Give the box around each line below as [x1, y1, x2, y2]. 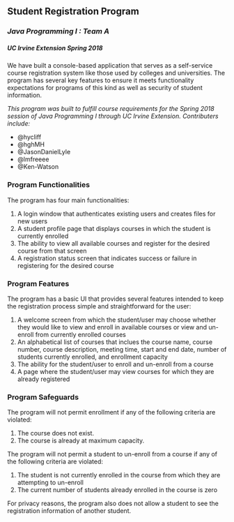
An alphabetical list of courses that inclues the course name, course [17, 338, 213, 346]
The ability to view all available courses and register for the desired [17, 239, 210, 247]
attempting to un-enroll [17, 478, 84, 487]
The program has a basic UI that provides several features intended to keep [7, 294, 224, 303]
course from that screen [17, 246, 87, 255]
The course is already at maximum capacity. [17, 436, 145, 445]
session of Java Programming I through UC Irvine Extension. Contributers [7, 112, 219, 121]
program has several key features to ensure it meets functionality [7, 76, 194, 84]
